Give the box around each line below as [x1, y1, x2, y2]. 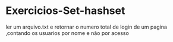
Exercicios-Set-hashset [5, 4, 125, 17]
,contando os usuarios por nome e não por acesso [5, 29, 129, 36]
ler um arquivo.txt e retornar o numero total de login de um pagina [5, 23, 168, 30]
